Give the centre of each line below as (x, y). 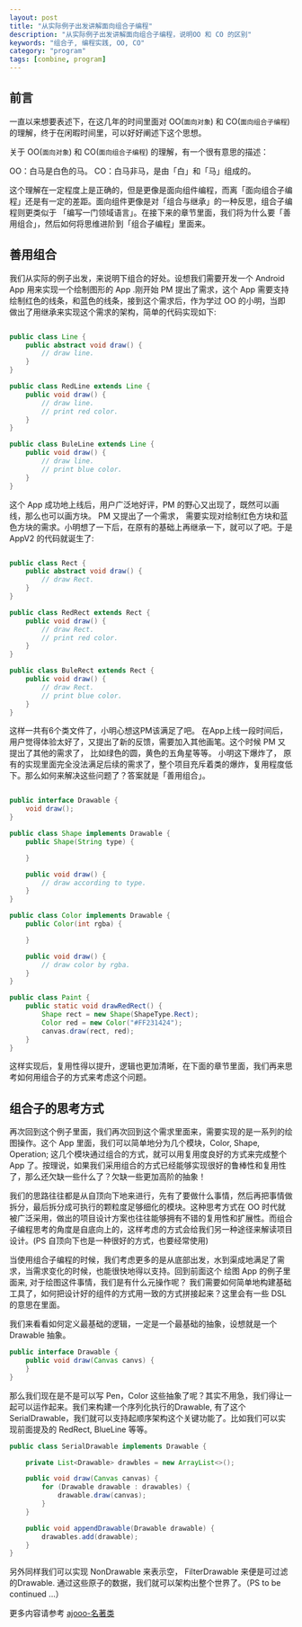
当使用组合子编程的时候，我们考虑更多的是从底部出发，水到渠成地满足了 (143, 1260)
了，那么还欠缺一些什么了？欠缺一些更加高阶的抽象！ (108, 1177)
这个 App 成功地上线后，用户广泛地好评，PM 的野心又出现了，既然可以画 (145, 504)
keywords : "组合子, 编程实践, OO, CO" (77, 43)
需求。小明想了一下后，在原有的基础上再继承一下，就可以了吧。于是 (166, 527)
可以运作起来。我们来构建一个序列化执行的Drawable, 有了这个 (131, 1407)
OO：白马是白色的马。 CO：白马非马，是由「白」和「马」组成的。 (133, 171)
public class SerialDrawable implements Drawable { (108, 1446)
